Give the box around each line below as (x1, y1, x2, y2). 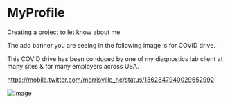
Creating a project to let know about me (7, 28, 121, 36)
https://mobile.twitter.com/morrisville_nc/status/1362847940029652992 (7, 75, 215, 84)
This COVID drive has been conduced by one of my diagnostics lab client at (7, 54, 223, 63)
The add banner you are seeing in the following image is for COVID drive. (7, 41, 216, 49)
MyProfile (7, 5, 65, 21)
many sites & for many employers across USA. (7, 62, 140, 70)
